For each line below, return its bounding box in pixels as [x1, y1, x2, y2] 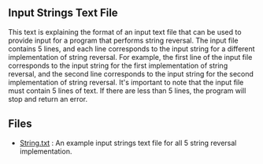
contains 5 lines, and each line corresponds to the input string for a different [8, 43, 255, 54]
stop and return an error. [8, 94, 88, 103]
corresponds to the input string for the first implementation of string [8, 61, 228, 70]
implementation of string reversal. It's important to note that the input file [8, 77, 244, 87]
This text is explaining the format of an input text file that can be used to [8, 27, 242, 36]
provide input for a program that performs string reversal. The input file [8, 35, 239, 45]
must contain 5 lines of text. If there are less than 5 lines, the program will [8, 86, 246, 95]
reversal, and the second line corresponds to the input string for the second [8, 69, 254, 78]
